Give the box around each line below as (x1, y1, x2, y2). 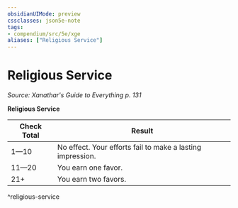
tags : (7, 23, 23, 31)
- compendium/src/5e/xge (7, 30, 81, 38)
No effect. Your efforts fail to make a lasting (57, 143, 202, 153)
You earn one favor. (57, 163, 123, 173)
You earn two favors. (57, 175, 126, 185)
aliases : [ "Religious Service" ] (7, 37, 103, 44)
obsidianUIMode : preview (7, 10, 81, 18)
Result (130, 126, 154, 136)
